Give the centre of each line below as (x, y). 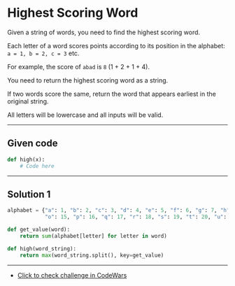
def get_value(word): (39, 230)
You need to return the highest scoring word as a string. (88, 80)
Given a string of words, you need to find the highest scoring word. (104, 32)
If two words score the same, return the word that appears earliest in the (112, 94)
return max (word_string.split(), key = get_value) (92, 255)
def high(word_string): (42, 249)
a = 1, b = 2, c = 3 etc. (43, 53)
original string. (28, 101)
